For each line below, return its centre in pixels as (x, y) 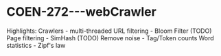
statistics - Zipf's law (36, 45)
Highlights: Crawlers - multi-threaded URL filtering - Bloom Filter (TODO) (109, 31)
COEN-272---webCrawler (82, 12)
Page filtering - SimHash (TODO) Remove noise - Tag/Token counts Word (110, 38)
